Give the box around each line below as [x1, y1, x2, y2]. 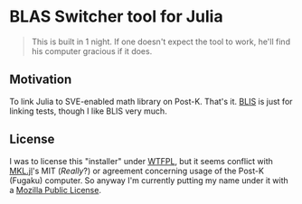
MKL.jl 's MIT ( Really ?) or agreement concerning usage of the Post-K [9, 165, 265, 176]
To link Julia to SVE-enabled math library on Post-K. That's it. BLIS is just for [9, 96, 293, 107]
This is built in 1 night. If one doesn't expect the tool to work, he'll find [31, 36, 291, 47]
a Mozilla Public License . [9, 184, 102, 195]
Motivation [9, 72, 72, 88]
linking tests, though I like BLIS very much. [9, 106, 167, 116]
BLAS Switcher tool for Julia [9, 6, 223, 27]
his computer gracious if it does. [31, 45, 153, 56]
